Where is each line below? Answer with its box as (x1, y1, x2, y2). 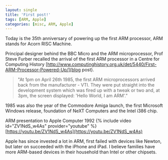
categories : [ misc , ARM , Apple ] (5, 21, 73, 27)
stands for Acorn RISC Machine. (5, 41, 72, 47)
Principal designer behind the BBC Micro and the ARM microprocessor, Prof (5, 51, 163, 57)
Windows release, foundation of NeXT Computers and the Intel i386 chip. (5, 108, 158, 114)
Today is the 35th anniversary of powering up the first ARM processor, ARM (5, 35, 163, 42)
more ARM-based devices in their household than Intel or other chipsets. (5, 149, 157, 155)
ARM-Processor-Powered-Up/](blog (5, 67, 81, 73)
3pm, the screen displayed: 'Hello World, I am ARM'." (17, 93, 128, 99)
